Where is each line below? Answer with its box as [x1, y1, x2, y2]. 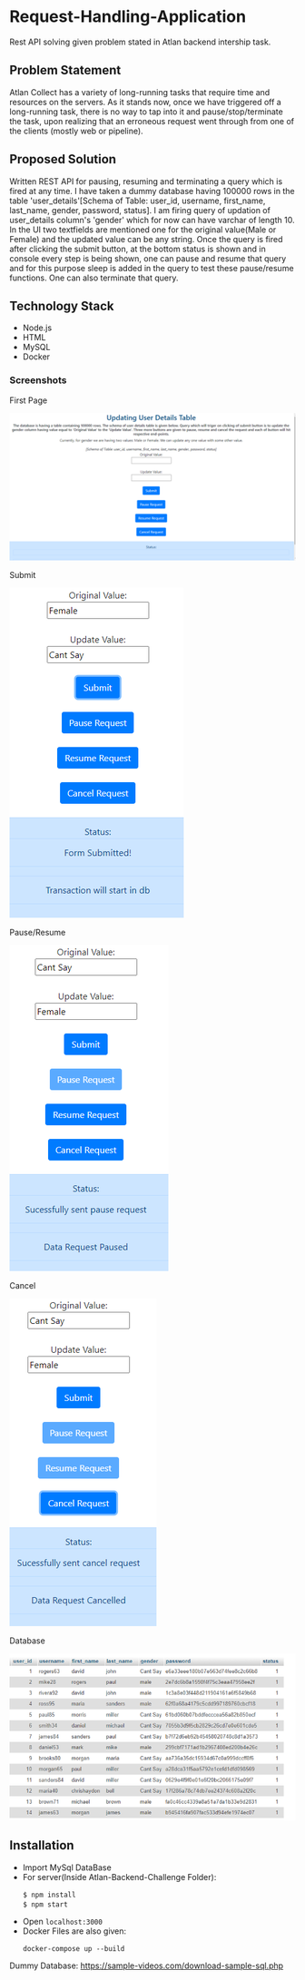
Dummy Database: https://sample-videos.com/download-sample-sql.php [9, 1960, 284, 1971]
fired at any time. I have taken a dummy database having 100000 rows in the [9, 185, 295, 196]
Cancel [9, 1279, 36, 1290]
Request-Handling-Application [9, 6, 247, 27]
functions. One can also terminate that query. [9, 272, 179, 283]
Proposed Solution [9, 152, 116, 167]
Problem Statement [9, 63, 122, 78]
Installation [9, 1838, 74, 1853]
